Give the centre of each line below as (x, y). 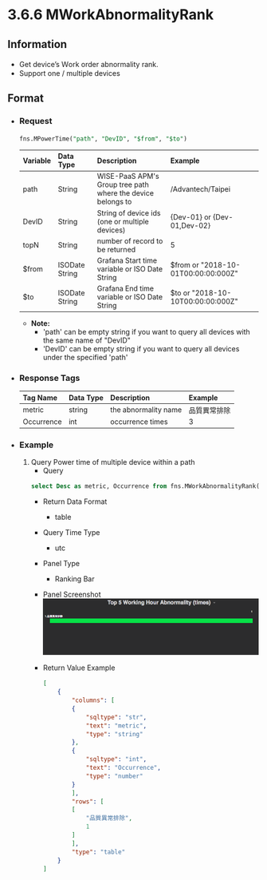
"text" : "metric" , (116, 725)
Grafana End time (126, 288)
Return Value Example (79, 668)
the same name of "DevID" (86, 340)
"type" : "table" (98, 852)
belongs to (114, 202)
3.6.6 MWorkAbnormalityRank (111, 15)
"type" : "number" (114, 776)
